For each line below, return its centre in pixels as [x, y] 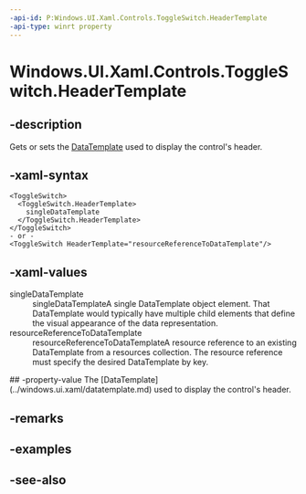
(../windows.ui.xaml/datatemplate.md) [81, 390]
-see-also [38, 480]
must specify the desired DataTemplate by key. [121, 363]
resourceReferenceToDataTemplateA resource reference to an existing [164, 342]
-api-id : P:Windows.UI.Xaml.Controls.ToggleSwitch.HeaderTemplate [138, 18]
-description [46, 125]
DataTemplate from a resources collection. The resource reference [158, 352]
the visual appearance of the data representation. [126, 323]
